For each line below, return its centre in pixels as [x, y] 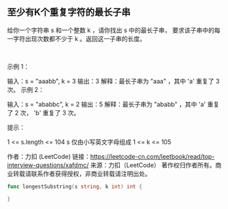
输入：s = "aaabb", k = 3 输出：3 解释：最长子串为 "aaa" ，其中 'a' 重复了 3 [114, 81]
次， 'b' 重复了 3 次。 [50, 112]
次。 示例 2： [26, 89]
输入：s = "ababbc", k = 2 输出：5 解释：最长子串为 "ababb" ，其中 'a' [106, 104]
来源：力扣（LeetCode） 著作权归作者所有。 [153, 165]
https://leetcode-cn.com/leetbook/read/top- [152, 156]
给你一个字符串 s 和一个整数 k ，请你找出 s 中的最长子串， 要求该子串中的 [111, 30]
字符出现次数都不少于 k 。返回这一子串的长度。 [79, 38]
